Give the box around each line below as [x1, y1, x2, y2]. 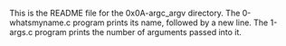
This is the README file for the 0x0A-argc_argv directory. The [9, 8, 241, 18]
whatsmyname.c [9, 17, 71, 28]
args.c [9, 27, 33, 37]
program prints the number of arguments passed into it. [34, 27, 243, 37]
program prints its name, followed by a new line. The [71, 17, 269, 28]
